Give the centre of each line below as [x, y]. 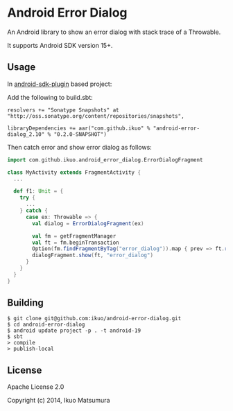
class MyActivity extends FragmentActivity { [74, 172]
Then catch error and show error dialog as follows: [80, 147]
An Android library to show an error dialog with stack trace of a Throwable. [114, 32]
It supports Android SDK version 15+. [60, 45]
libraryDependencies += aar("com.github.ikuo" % [79, 128]
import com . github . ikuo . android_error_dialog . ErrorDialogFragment [105, 160]
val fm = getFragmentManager [74, 236]
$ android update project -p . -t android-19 [74, 331]
